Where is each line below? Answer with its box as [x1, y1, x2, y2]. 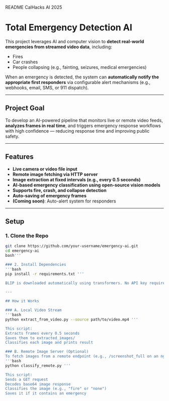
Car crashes [12, 59, 38, 65]
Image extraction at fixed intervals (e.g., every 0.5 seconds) [12, 176, 141, 182]
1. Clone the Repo [5, 232, 49, 239]
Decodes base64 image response [5, 381, 71, 386]
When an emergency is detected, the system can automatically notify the [5, 74, 159, 80]
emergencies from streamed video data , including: [5, 44, 112, 50]
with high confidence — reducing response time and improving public [5, 128, 150, 134]
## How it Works [5, 298, 39, 304]
